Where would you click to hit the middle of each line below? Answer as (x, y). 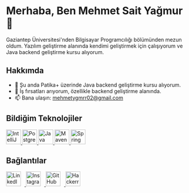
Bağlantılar (26, 160)
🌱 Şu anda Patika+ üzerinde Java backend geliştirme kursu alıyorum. (98, 85)
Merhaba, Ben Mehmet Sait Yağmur (95, 11)
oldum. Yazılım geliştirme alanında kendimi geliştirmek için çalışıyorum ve (95, 46)
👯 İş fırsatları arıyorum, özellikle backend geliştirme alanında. (88, 91)
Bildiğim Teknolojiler (44, 119)
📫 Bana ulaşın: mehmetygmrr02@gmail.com (69, 98)
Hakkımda (25, 71)
